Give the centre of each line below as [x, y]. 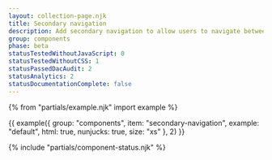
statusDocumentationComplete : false [70, 84]
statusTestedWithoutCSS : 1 [54, 62]
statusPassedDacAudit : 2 [50, 69]
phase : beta [28, 46]
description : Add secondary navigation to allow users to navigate [125, 31]
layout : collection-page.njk [57, 16]
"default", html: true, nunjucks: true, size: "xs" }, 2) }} [97, 132]
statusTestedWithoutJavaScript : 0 [67, 54]
